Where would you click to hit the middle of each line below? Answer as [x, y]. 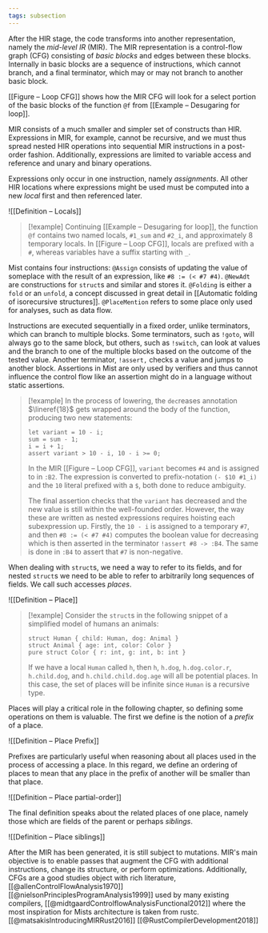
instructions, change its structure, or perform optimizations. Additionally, [128, 869]
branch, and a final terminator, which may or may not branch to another [126, 72]
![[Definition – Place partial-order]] [65, 797]
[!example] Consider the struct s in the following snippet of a [128, 615]
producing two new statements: [80, 418]
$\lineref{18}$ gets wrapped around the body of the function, [129, 409]
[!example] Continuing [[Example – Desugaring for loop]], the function [143, 226]
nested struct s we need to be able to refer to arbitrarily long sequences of [131, 575]
